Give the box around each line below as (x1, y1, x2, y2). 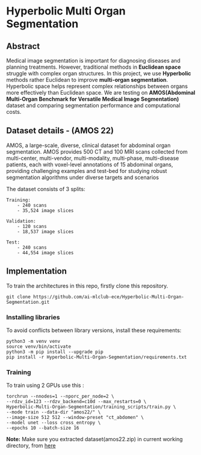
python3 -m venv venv (6, 338, 61, 344)
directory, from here (6, 442, 56, 450)
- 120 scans (17, 223, 47, 230)
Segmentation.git (6, 299, 50, 305)
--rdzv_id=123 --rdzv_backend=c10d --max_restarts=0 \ (6, 399, 147, 405)
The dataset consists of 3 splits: (6, 185, 85, 192)
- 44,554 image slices (17, 249, 74, 256)
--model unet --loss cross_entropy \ (6, 420, 101, 426)
